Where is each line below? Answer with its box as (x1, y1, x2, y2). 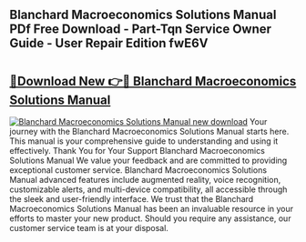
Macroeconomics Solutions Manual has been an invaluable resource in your (9, 204, 294, 214)
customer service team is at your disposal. (9, 223, 168, 233)
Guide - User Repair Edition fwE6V (9, 35, 209, 51)
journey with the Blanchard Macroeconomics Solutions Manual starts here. (9, 126, 290, 136)
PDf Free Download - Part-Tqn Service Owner (9, 22, 271, 37)
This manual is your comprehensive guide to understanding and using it (9, 136, 279, 146)
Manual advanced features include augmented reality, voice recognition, (9, 175, 281, 185)
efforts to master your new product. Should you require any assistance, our (9, 213, 291, 224)
